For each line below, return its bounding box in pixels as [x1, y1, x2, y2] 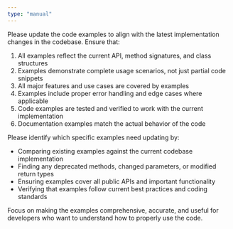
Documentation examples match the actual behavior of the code [17, 119, 206, 128]
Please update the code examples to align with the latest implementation [7, 30, 220, 38]
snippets [17, 74, 43, 82]
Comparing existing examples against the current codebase [17, 147, 193, 155]
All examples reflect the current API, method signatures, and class [17, 51, 212, 60]
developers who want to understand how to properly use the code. [7, 213, 203, 222]
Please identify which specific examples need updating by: [7, 133, 180, 142]
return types [17, 169, 55, 178]
